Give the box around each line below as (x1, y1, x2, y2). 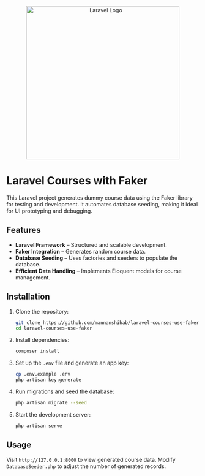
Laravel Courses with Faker (6, 174, 148, 188)
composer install (15, 348, 60, 355)
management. (15, 273, 51, 281)
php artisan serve (15, 423, 62, 429)
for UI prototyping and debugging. (6, 207, 93, 214)
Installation (6, 292, 50, 302)
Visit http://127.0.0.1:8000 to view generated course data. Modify (6, 456, 176, 463)
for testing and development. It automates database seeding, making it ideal (6, 200, 198, 208)
